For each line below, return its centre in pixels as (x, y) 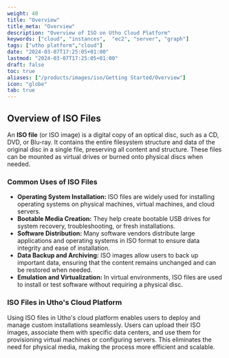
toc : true (21, 71)
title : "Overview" (33, 20)
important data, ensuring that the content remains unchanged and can (117, 263)
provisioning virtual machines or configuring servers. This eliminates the (109, 339)
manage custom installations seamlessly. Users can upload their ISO (104, 325)
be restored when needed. (55, 270)
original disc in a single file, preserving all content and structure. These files (115, 149)
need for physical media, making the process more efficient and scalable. (111, 347)
